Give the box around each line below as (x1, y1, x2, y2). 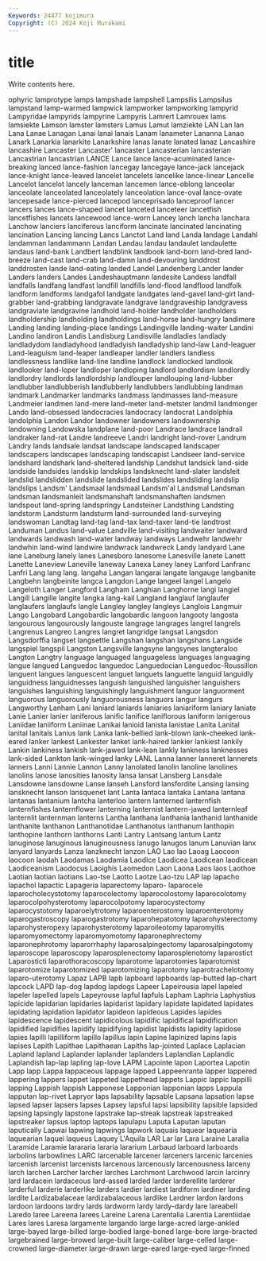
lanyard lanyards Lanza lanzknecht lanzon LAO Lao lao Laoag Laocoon (8, 847, 240, 856)
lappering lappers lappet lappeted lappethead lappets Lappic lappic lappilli (8, 1075, 253, 1084)
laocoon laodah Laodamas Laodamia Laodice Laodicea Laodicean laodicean (8, 856, 258, 865)
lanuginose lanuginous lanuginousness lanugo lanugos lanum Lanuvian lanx (8, 838, 256, 848)
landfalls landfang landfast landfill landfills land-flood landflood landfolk (8, 281, 242, 290)
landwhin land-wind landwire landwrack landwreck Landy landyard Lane (8, 542, 245, 553)
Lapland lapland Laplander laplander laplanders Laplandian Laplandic (8, 1050, 235, 1059)
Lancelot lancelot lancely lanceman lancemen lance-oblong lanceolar (8, 180, 236, 189)
